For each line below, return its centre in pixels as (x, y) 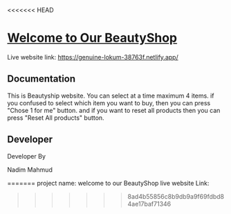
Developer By (27, 156)
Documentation (41, 79)
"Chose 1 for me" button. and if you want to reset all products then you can (114, 110)
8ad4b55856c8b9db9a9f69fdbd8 (176, 196)
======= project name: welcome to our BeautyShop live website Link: (108, 183)
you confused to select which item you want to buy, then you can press (109, 102)
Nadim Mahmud (30, 170)
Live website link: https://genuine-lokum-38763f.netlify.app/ (93, 57)
